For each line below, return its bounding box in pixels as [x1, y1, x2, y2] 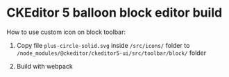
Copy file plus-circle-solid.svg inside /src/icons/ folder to [16, 41, 190, 49]
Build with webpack [16, 62, 74, 70]
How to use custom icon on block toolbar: [6, 28, 126, 36]
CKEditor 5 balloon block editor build [6, 5, 223, 21]
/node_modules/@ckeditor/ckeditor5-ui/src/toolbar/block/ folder [16, 49, 207, 57]
